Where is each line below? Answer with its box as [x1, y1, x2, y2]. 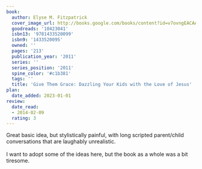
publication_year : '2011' [11, 54, 77, 60]
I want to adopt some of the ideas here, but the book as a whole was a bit [6, 151, 188, 158]
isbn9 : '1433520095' [11, 37, 63, 43]
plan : [6, 87, 20, 93]
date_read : [11, 103, 39, 110]
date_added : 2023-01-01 [11, 93, 71, 99]
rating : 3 [11, 115, 36, 121]
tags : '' [11, 76, 34, 82]
